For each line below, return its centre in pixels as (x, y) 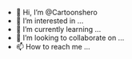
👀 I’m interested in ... (50, 21)
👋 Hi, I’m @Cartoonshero (56, 12)
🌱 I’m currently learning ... (58, 29)
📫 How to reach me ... (53, 47)
